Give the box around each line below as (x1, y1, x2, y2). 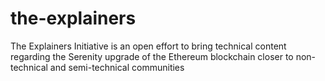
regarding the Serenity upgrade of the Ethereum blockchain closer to (10, 50, 294, 62)
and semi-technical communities (49, 61, 185, 73)
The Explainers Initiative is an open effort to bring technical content (10, 40, 287, 52)
